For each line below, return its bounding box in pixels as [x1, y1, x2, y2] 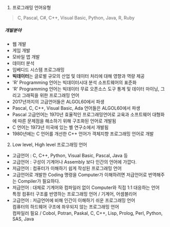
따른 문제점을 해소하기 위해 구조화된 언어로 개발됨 [17, 117, 116, 124]
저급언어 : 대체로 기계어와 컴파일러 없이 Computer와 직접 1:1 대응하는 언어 [12, 184, 160, 191]
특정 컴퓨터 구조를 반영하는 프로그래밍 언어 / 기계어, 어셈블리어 [12, 191, 137, 197]
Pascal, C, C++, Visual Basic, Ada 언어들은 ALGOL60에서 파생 [12, 105, 140, 111]
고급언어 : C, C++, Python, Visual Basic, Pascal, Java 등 [12, 152, 129, 158]
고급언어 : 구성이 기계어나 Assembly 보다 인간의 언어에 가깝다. [12, 158, 137, 165]
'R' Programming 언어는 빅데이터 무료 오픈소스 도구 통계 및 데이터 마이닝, [12, 86, 160, 92]
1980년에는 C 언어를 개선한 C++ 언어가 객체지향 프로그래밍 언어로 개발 [12, 130, 154, 137]
